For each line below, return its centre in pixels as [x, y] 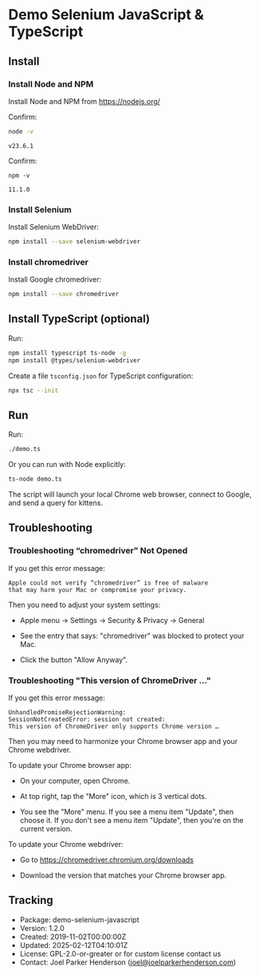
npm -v [19, 175]
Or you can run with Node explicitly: [67, 465]
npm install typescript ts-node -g [67, 353]
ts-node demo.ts [35, 479]
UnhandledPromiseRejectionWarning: [67, 713]
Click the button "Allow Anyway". [74, 659]
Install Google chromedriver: [55, 280]
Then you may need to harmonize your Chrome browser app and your [123, 741]
